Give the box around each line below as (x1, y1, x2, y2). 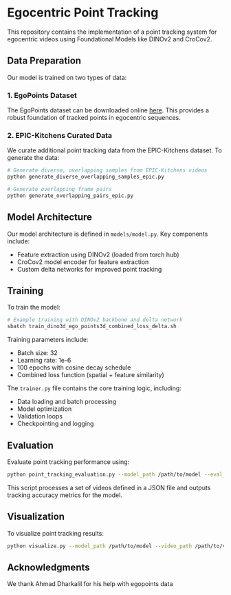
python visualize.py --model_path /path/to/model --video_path (7, 543, 192, 549)
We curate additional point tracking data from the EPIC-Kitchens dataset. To (7, 146, 222, 154)
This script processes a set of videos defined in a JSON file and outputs (7, 483, 211, 492)
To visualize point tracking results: (7, 529, 104, 537)
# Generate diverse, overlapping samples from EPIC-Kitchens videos (7, 167, 208, 174)
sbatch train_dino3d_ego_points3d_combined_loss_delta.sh (7, 323, 177, 330)
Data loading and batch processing (16, 398, 117, 406)
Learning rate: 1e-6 (16, 356, 71, 365)
